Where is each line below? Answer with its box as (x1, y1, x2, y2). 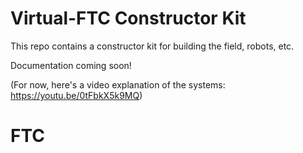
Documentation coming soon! (10, 59, 132, 71)
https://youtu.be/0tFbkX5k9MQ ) (10, 89, 143, 101)
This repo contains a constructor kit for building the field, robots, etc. (10, 40, 295, 52)
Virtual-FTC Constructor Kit (10, 7, 247, 30)
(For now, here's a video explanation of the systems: (10, 78, 226, 91)
